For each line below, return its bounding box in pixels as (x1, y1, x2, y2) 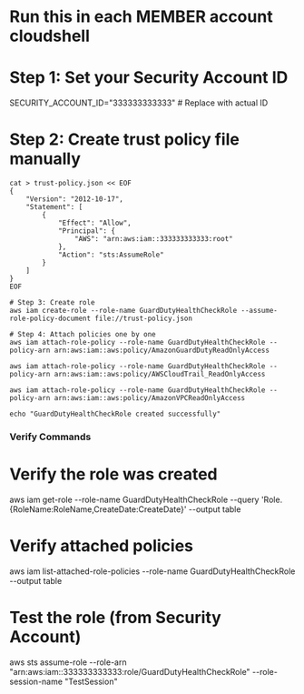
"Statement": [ (25, 203, 83, 212)
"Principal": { (57, 226, 116, 236)
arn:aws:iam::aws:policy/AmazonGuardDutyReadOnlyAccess (54, 346, 270, 356)
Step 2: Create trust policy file (9, 129, 240, 150)
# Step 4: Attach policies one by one (9, 330, 156, 339)
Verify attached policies (9, 536, 193, 557)
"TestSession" (64, 676, 118, 687)
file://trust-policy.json (94, 314, 193, 324)
